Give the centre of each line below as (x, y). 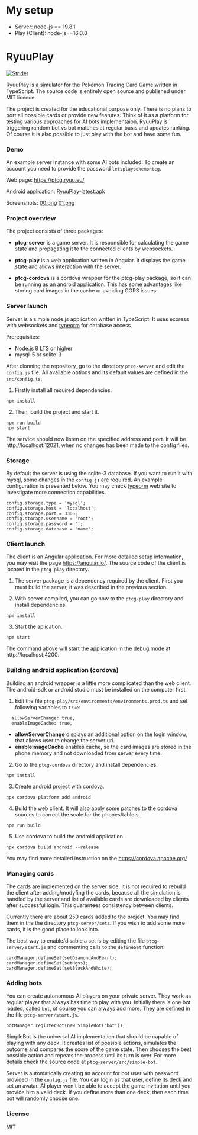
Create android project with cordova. (59, 786)
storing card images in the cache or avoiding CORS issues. (86, 291)
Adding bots (24, 983)
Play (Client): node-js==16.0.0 (51, 33)
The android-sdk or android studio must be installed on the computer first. (97, 689)
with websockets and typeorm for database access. (69, 325)
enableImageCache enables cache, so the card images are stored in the (103, 747)
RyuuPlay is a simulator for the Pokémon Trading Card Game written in (92, 85)
